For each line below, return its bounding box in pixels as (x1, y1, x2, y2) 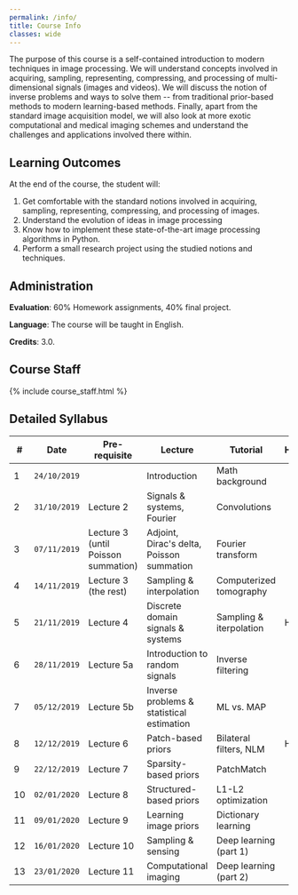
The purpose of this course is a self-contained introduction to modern (9, 54, 264, 65)
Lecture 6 (88, 737, 129, 749)
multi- (255, 73, 278, 84)
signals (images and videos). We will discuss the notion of (55, 82, 268, 93)
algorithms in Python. (21, 234, 100, 244)
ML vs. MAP (216, 700, 267, 713)
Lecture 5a (88, 659, 134, 671)
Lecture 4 (88, 616, 129, 628)
